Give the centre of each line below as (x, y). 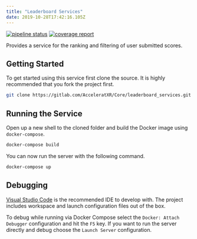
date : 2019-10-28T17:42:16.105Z (46, 17)
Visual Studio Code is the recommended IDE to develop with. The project (95, 199)
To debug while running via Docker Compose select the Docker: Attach (93, 217)
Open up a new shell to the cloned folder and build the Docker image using (97, 128)
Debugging (27, 186)
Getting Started (35, 63)
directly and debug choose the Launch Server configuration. (79, 230)
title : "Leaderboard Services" (45, 12)
